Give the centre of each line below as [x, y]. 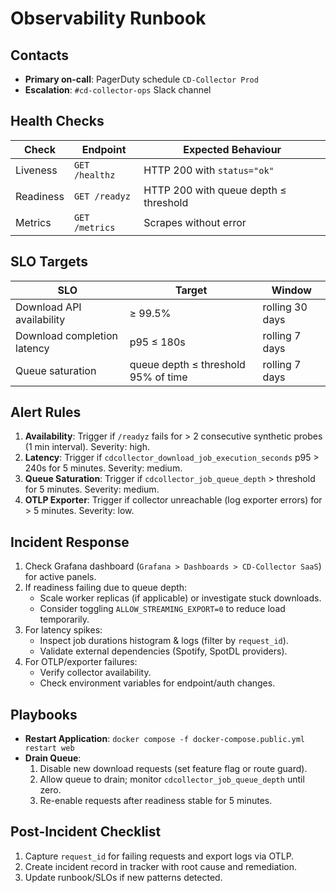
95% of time [158, 377]
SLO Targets [49, 262]
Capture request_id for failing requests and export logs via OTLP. [159, 856]
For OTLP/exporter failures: [81, 662]
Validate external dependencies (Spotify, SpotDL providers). [163, 651]
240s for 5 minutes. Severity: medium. [103, 468]
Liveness [36, 170]
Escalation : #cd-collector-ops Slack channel [118, 90]
